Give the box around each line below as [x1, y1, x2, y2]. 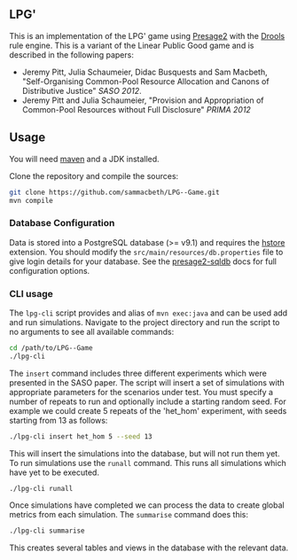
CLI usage [9, 287, 53, 299]
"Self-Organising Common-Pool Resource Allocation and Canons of [21, 75, 270, 87]
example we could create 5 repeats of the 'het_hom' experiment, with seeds [9, 405, 287, 416]
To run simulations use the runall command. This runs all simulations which [9, 457, 286, 468]
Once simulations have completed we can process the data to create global [9, 500, 285, 510]
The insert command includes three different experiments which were [9, 368, 268, 378]
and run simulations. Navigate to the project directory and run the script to [9, 316, 280, 327]
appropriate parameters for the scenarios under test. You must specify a [9, 386, 273, 397]
